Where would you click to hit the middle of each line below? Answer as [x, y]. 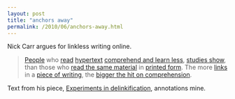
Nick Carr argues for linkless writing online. [69, 47]
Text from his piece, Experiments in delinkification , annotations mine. [107, 89]
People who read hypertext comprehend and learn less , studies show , [125, 60]
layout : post [26, 14]
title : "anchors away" [40, 20]
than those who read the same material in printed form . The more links [126, 68]
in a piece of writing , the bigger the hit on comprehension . [108, 75]
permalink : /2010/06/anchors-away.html [65, 26]
